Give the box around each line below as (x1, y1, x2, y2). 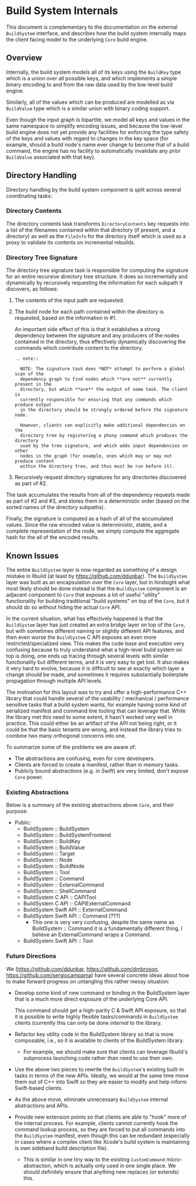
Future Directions (6, 952, 57, 960)
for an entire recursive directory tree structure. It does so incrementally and (6, 273, 188, 280)
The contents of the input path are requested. (14, 297, 125, 304)
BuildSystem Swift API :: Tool (23, 938, 93, 945)
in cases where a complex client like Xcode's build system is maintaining (14, 1138, 190, 1145)
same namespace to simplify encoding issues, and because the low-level (6, 122, 183, 129)
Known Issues (6, 551, 59, 561)
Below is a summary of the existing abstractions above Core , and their (6, 802, 174, 809)
